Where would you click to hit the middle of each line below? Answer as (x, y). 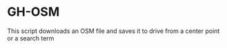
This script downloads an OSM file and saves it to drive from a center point (113, 31)
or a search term (31, 38)
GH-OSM (33, 12)
